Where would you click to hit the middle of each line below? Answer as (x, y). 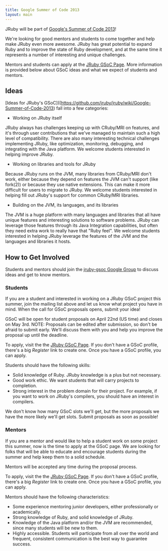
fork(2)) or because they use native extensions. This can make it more (78, 185)
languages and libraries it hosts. (38, 241)
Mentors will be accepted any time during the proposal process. (71, 467)
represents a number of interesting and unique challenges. (66, 55)
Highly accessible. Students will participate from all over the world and (85, 533)
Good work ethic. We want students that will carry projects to (76, 381)
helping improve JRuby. (30, 154)
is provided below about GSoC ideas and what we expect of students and (81, 70)
